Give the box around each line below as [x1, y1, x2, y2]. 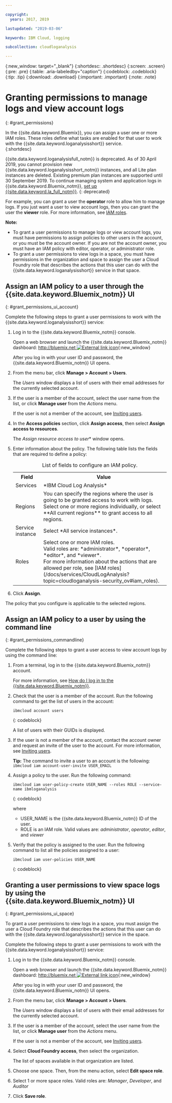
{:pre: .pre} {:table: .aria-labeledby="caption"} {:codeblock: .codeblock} [5, 69, 157, 75]
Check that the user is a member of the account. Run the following [12, 693, 153, 699]
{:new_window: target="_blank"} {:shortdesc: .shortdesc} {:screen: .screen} [5, 63, 165, 69]
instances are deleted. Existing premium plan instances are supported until [5, 172, 163, 178]
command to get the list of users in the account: [12, 698, 114, 704]
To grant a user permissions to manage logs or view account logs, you [12, 229, 161, 236]
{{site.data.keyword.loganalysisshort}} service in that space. [12, 267, 141, 274]
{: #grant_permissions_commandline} [5, 636, 84, 643]
